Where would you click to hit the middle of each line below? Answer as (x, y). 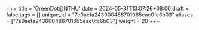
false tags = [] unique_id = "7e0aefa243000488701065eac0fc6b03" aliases (99, 15)
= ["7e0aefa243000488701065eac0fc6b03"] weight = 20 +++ (83, 21)
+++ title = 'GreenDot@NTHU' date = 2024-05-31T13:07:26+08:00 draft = (98, 9)
